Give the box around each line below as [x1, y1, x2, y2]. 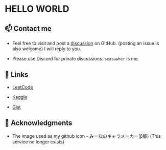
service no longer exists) [12, 139, 65, 145]
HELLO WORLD [5, 3, 69, 15]
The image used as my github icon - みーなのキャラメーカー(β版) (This [12, 133, 161, 139]
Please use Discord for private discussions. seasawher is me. [12, 56, 139, 61]
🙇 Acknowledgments [5, 119, 73, 127]
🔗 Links [5, 70, 29, 79]
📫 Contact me [5, 24, 52, 33]
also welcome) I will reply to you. [12, 46, 81, 52]
